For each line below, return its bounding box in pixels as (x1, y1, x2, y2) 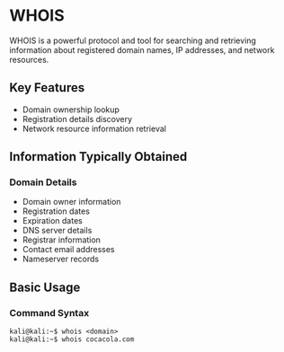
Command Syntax (9, 306, 90, 319)
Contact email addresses (22, 244, 115, 255)
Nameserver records (22, 253, 100, 265)
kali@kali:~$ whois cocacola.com (9, 335, 135, 344)
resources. (9, 54, 49, 65)
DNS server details (22, 225, 93, 236)
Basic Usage (9, 279, 81, 295)
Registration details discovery (22, 113, 133, 124)
